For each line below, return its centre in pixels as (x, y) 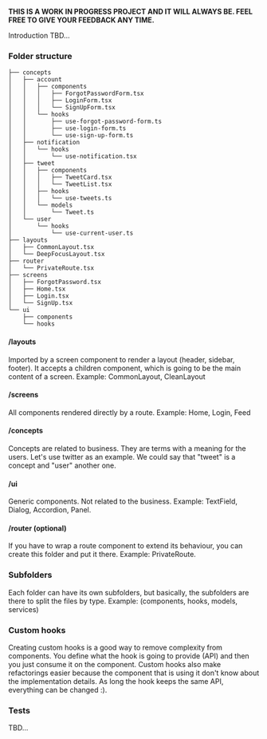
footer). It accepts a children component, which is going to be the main (125, 368)
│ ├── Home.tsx (37, 289)
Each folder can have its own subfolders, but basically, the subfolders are (129, 592)
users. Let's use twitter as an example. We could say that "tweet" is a (122, 456)
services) (24, 609)
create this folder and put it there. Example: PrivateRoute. (102, 555)
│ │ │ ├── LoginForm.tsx (60, 101)
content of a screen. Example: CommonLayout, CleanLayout (107, 376)
